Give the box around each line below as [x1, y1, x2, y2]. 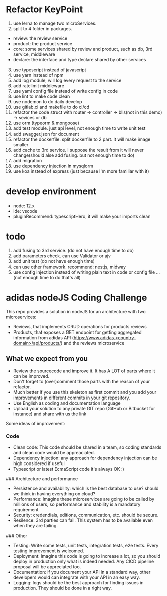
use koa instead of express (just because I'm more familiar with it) [13, 168, 149, 174]
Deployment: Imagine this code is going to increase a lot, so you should [13, 553, 161, 559]
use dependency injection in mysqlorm [13, 163, 93, 169]
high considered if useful [13, 460, 65, 467]
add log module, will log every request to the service [13, 77, 122, 83]
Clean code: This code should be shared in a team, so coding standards [13, 444, 162, 450]
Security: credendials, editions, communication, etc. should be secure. [13, 512, 159, 518]
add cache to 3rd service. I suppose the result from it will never [13, 147, 144, 153]
